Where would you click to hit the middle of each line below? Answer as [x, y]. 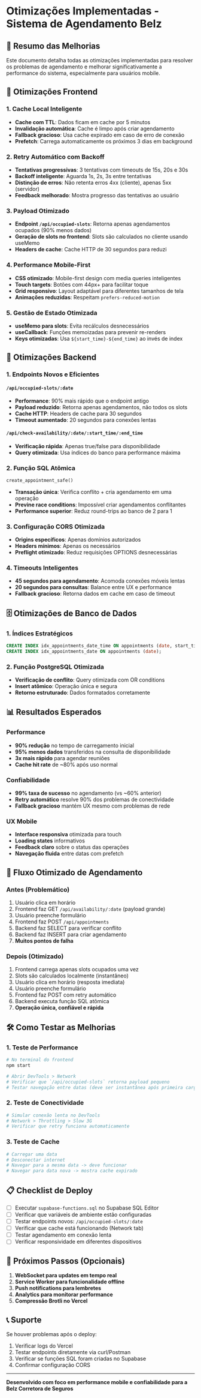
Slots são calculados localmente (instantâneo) [71, 976]
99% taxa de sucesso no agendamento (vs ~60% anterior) [88, 793]
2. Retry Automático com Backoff [55, 157]
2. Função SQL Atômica [41, 468]
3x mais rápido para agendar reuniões [62, 758]
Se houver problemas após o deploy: [51, 1334]
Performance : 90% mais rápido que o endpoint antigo [82, 401]
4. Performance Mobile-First [48, 265]
